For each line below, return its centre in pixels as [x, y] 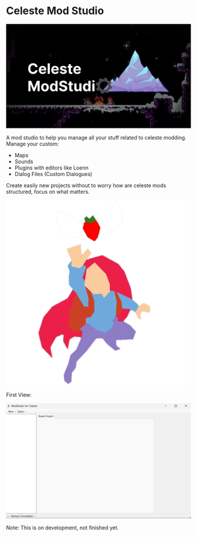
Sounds [24, 162]
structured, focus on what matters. [48, 192]
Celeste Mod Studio [55, 11]
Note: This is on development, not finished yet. [62, 528]
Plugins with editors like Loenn [52, 168]
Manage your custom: [33, 144]
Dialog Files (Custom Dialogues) [53, 174]
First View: [19, 395]
